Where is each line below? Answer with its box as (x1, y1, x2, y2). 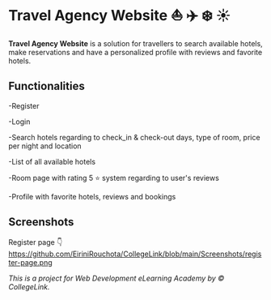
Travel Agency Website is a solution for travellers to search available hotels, (8, 38, 263, 48)
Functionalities (8, 79, 85, 93)
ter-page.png (8, 257, 53, 267)
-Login (8, 117, 31, 126)
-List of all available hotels (8, 156, 95, 166)
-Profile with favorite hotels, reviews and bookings (8, 191, 176, 201)
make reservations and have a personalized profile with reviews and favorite (8, 47, 263, 57)
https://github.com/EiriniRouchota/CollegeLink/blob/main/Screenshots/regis (8, 249, 262, 259)
